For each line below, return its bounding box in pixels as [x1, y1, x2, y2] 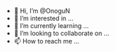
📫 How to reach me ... [13, 37, 79, 45]
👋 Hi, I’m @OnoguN [13, 7, 70, 15]
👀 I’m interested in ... [13, 14, 74, 22]
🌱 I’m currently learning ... [13, 22, 89, 30]
